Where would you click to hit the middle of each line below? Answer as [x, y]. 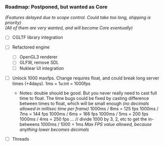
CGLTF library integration [37, 37]
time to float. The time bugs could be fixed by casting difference [84, 98]
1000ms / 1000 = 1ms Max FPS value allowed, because [96, 124]
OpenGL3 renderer [38, 57]
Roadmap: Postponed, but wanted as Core [56, 7]
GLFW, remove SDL [39, 63]
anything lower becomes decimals [54, 129]
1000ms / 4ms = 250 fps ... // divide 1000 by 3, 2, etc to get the [83, 119]
